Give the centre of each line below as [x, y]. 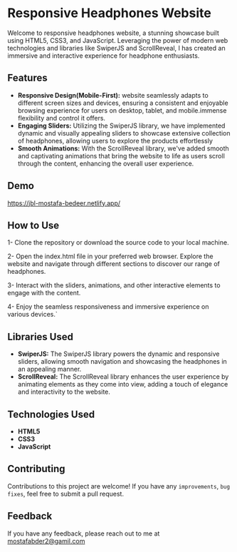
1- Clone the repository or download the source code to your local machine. [118, 242]
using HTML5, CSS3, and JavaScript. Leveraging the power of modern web [118, 40]
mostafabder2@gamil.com [46, 541]
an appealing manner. [49, 369]
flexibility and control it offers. [61, 118]
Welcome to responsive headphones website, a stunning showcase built [113, 33]
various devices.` [33, 315]
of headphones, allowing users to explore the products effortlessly [115, 140]
